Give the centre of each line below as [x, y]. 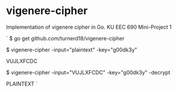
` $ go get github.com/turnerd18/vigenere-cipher [65, 38]
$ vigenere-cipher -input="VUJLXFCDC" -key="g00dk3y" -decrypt [88, 72]
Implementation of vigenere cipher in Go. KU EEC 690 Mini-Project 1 [89, 27]
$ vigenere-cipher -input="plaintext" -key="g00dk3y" [72, 50]
